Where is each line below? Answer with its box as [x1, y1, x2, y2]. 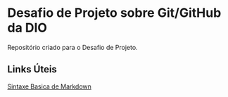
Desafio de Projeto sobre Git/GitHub [7, 5, 222, 21]
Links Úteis [7, 63, 58, 75]
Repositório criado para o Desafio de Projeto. [7, 43, 139, 51]
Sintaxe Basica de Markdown [7, 82, 91, 91]
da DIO [7, 20, 48, 36]
